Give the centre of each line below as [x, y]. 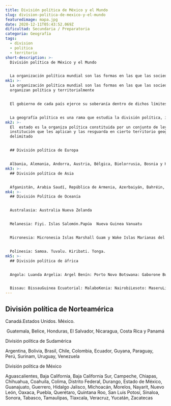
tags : [11, 39]
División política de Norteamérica [59, 309]
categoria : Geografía [28, 34]
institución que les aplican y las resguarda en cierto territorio [83, 132]
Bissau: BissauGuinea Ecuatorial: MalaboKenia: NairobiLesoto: [78, 288]
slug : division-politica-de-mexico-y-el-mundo [55, 15]
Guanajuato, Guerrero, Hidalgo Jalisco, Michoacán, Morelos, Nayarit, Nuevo [85, 387]
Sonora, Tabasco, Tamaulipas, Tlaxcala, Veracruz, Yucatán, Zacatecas [79, 398]
